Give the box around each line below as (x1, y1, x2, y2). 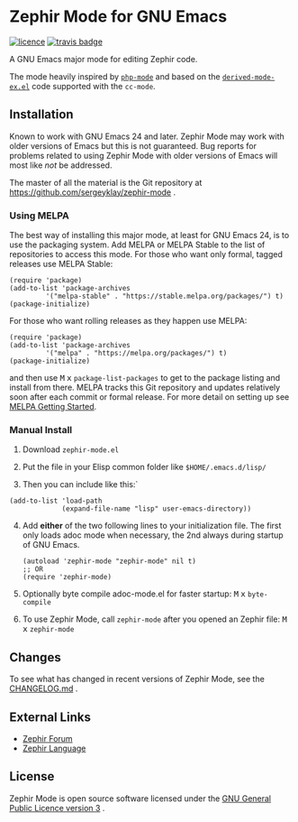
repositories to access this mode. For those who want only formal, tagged (9, 249, 284, 260)
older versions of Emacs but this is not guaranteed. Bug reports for (9, 140, 257, 151)
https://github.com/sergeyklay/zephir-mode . (9, 187, 176, 198)
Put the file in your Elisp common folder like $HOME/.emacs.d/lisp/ (22, 462, 267, 473)
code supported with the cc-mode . (31, 80, 156, 91)
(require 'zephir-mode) (22, 573, 113, 582)
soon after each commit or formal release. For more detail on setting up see (9, 392, 290, 402)
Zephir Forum (22, 733, 74, 743)
